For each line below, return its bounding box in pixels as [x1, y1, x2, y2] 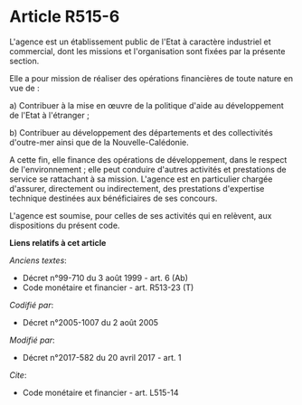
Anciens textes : [9, 255, 68, 266]
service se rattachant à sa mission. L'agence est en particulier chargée [9, 174, 273, 184]
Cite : [9, 369, 27, 381]
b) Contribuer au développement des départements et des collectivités [9, 127, 273, 137]
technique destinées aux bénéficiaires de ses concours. [9, 193, 218, 203]
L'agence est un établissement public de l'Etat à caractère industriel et [9, 36, 271, 47]
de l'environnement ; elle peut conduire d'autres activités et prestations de [9, 164, 287, 174]
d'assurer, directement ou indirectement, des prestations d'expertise [9, 183, 265, 193]
